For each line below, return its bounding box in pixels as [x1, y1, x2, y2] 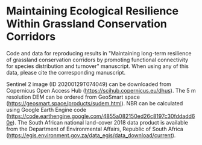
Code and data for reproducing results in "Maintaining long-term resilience [6, 49, 192, 57]
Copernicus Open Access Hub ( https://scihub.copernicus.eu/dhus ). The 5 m [6, 87, 196, 94]
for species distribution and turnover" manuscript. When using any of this [6, 62, 189, 70]
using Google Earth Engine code [6, 106, 86, 113]
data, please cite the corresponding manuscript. [6, 69, 125, 76]
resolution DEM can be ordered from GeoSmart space [6, 93, 140, 100]
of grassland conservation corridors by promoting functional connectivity [6, 56, 189, 63]
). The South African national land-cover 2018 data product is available [12, 119, 188, 126]
